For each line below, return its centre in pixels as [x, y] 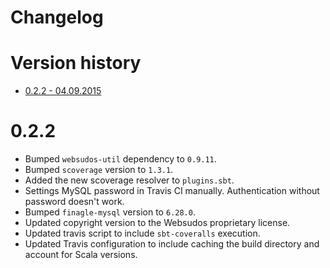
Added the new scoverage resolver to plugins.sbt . [129, 180]
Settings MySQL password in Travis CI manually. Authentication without [172, 191]
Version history [76, 63]
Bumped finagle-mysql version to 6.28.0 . [110, 212]
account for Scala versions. [81, 255]
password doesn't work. [74, 202]
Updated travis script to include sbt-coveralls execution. [142, 233]
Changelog [57, 17]
